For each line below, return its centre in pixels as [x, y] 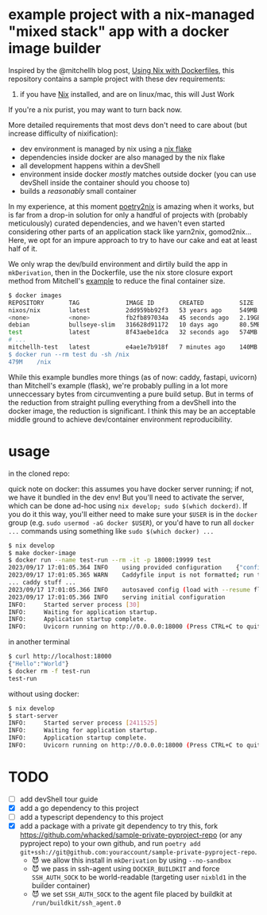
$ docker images [35, 295]
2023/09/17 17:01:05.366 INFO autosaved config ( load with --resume [129, 589]
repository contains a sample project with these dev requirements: [117, 79]
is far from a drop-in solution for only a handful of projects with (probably [128, 214]
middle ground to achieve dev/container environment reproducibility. [120, 419]
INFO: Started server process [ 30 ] [74, 604]
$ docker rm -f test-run [49, 671]
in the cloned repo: [39, 473]
